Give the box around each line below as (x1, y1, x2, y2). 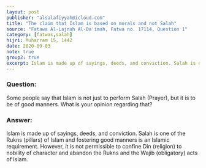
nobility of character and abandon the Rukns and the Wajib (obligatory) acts (6, 149, 198, 156)
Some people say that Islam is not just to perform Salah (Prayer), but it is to (6, 94, 196, 101)
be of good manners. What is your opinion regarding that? (6, 100, 153, 108)
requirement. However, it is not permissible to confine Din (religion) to (6, 143, 182, 150)
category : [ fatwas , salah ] (6, 32, 72, 38)
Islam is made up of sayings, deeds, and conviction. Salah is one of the (6, 130, 186, 137)
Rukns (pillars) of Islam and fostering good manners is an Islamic (6, 136, 170, 144)
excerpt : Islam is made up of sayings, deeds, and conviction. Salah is (6, 60, 196, 66)
